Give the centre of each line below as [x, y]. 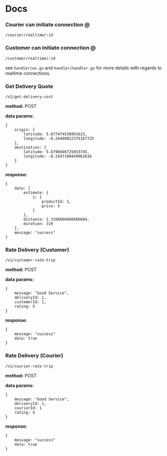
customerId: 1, [30, 302]
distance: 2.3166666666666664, [57, 219]
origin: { [25, 130]
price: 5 [51, 206]
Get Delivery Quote [29, 86]
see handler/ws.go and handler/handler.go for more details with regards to [83, 68]
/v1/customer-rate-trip [30, 260]
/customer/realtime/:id [30, 58]
